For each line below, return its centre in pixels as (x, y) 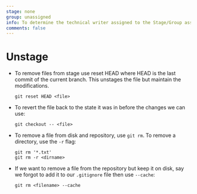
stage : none (21, 11)
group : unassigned (28, 17)
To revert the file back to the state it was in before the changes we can (100, 108)
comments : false (26, 28)
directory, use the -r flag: (45, 142)
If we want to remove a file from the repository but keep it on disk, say (99, 169)
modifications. (32, 86)
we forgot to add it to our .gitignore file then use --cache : (85, 175)
